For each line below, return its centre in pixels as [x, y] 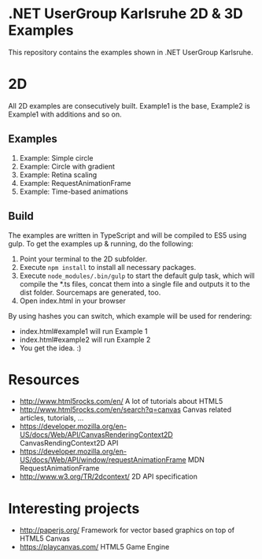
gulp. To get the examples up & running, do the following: [101, 243]
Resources [44, 379]
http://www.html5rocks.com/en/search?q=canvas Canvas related [125, 409]
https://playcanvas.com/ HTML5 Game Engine [94, 547]
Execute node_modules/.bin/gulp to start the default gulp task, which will [137, 276]
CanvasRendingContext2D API [69, 443]
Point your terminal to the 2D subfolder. [83, 259]
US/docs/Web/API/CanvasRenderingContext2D [96, 435]
